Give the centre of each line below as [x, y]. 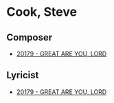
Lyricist [23, 75]
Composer [30, 37]
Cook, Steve [42, 12]
